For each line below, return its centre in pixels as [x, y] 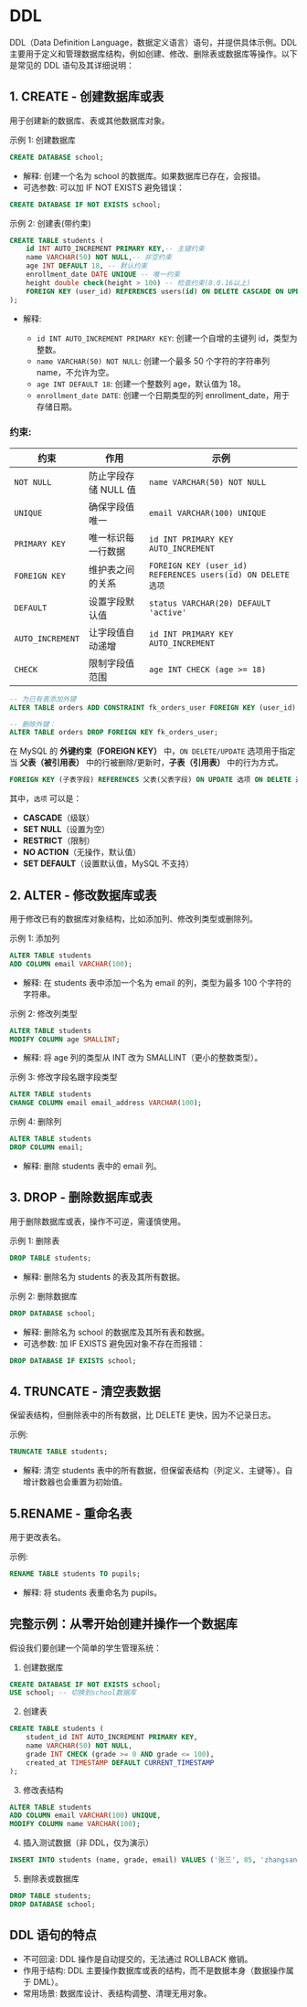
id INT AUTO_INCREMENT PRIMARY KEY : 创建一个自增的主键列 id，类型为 [167, 338]
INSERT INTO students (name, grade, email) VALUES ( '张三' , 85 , [133, 1860]
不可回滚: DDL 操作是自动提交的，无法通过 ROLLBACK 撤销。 [138, 1959]
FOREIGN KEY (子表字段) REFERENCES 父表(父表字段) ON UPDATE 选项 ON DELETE [151, 780]
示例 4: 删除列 [36, 1122]
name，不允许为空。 [75, 372]
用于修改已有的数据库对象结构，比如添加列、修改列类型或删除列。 [133, 918]
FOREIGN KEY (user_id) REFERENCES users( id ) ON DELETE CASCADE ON [155, 291]
